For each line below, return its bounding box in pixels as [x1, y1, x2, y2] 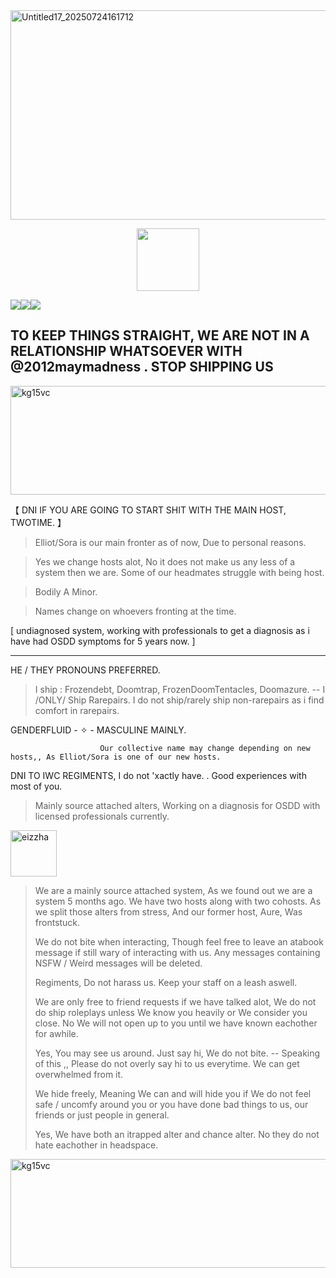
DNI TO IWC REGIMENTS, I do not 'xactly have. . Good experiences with [10, 769, 307, 781]
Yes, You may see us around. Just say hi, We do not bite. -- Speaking [34, 1047, 321, 1059]
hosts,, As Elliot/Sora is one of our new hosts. [10, 752, 222, 762]
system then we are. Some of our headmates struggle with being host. [34, 566, 325, 578]
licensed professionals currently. [34, 810, 170, 822]
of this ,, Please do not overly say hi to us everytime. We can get [34, 1057, 300, 1069]
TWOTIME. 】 [10, 516, 67, 528]
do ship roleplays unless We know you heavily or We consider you [34, 1006, 308, 1018]
